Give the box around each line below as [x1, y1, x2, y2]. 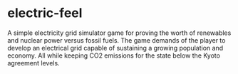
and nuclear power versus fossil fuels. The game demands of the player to [7, 36, 226, 44]
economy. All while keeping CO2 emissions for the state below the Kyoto [7, 51, 221, 60]
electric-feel [7, 5, 83, 21]
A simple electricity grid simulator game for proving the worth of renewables [7, 28, 232, 37]
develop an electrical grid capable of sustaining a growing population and [7, 43, 224, 52]
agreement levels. [7, 58, 60, 67]
